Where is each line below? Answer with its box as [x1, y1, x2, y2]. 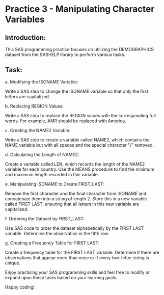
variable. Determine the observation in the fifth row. [5, 230, 109, 236]
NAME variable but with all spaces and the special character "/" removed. [5, 142, 154, 148]
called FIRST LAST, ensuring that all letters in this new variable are [5, 201, 139, 207]
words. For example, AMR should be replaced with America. [5, 118, 127, 124]
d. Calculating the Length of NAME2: [5, 151, 80, 158]
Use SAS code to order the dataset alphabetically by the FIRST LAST [5, 225, 144, 231]
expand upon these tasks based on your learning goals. [5, 274, 118, 280]
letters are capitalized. [5, 93, 50, 99]
